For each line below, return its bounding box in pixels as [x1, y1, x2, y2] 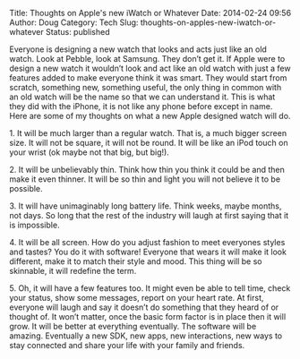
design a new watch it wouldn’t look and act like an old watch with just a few [9, 63, 291, 73]
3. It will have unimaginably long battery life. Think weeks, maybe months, [9, 201, 282, 211]
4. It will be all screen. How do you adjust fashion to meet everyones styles [9, 237, 286, 247]
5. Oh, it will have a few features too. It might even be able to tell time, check [9, 283, 291, 294]
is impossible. [9, 219, 60, 230]
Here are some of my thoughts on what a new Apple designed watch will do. [9, 111, 291, 121]
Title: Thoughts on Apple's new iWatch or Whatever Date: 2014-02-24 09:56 [9, 8, 292, 18]
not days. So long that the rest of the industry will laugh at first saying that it [9, 210, 289, 220]
